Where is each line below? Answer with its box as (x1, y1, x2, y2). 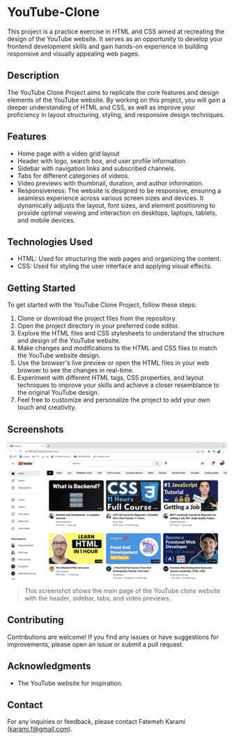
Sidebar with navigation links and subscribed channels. (17, 164, 176, 172)
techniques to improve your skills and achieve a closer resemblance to (17, 381, 219, 389)
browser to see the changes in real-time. (17, 366, 134, 375)
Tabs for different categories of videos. (17, 172, 130, 180)
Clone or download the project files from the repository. (17, 315, 178, 323)
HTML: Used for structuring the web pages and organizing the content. (17, 255, 221, 263)
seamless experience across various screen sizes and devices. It (17, 193, 204, 202)
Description (7, 70, 59, 82)
